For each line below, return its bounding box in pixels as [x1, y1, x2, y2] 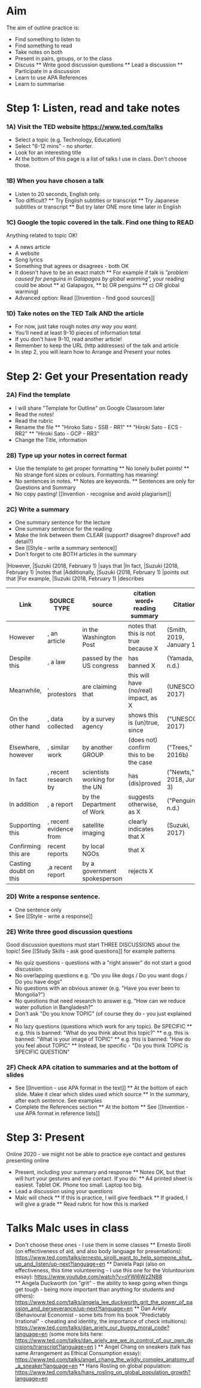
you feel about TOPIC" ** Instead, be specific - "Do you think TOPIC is [14, 1041, 188, 1049]
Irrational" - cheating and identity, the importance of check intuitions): [14, 1318, 187, 1325]
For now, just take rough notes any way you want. [14, 323, 138, 330]
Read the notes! [14, 411, 54, 418]
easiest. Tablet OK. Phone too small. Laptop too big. [14, 1181, 143, 1188]
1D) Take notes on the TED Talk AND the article [6, 309, 145, 317]
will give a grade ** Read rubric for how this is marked [14, 1200, 148, 1208]
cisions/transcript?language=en [14, 1343, 94, 1350]
